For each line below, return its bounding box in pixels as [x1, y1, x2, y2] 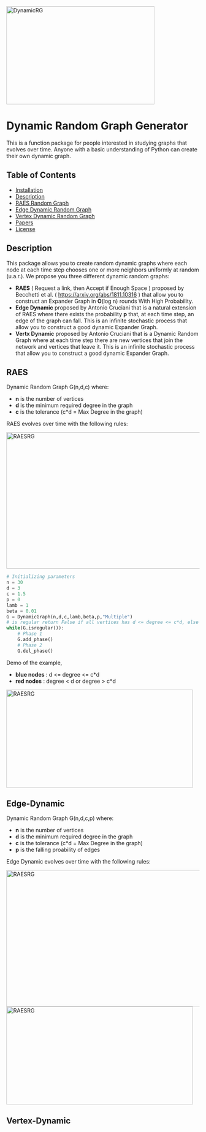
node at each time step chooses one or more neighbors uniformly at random [6, 266, 199, 273]
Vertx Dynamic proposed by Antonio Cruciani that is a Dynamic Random [15, 330, 199, 337]
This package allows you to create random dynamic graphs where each [6, 259, 188, 267]
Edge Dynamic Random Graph [15, 205, 92, 213]
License [15, 225, 36, 232]
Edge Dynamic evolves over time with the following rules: [6, 858, 151, 865]
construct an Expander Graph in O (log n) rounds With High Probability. [15, 297, 194, 305]
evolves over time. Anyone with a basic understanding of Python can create [6, 145, 198, 153]
